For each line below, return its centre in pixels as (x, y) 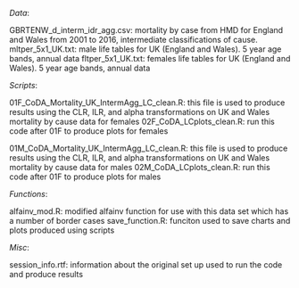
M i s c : (19, 247)
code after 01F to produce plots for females (89, 131)
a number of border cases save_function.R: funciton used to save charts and (150, 221)
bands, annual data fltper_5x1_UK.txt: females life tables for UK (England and (150, 58)
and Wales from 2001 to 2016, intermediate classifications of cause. (134, 40)
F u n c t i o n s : (29, 194)
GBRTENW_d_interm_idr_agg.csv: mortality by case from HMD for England (146, 30)
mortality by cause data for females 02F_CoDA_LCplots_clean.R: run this (142, 121)
